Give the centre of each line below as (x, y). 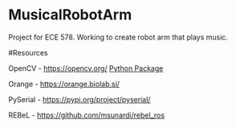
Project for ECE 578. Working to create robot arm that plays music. (118, 37)
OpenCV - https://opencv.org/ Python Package (86, 68)
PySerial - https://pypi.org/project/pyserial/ (79, 99)
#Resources (28, 52)
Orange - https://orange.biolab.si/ (64, 84)
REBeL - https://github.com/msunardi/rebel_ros (87, 115)
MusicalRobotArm (70, 15)
